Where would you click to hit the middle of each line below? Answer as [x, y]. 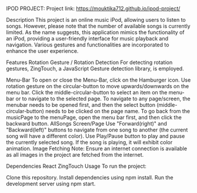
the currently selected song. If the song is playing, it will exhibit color [89, 142]
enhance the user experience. [42, 51]
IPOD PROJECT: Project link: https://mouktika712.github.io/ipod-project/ [93, 9]
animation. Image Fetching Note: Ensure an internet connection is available [96, 148]
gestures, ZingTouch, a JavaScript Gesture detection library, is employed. [95, 69]
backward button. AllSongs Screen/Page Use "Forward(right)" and [87, 123]
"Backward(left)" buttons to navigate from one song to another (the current [97, 130]
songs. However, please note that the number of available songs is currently [98, 26]
